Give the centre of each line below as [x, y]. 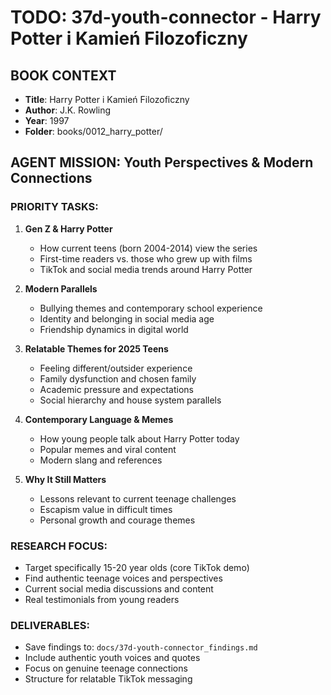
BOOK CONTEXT [63, 75]
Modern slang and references [101, 460]
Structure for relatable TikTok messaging [108, 679]
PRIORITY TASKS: [54, 207]
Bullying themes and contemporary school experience [151, 308]
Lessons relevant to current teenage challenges [138, 498]
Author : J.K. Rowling [68, 110]
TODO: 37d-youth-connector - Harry [166, 17]
